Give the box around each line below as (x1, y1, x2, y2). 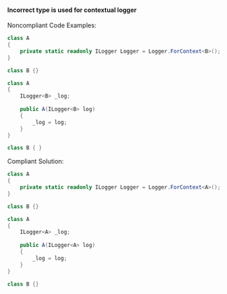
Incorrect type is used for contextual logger (7, 6, 137, 14)
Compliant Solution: (7, 157, 64, 166)
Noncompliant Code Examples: (7, 21, 97, 29)
